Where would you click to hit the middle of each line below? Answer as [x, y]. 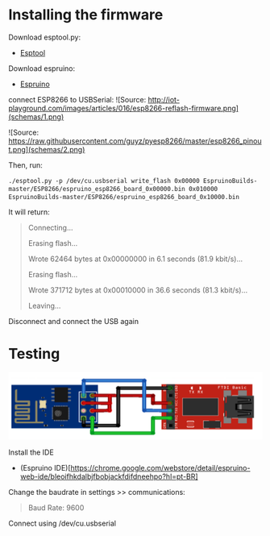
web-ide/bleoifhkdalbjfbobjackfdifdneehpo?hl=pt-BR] [109, 476]
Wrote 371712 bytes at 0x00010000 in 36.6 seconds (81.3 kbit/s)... [138, 290]
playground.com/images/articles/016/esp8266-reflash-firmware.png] [124, 108]
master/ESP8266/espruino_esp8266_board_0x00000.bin [97, 189]
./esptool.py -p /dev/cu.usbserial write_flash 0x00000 [104, 181]
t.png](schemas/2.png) [47, 149]
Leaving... [44, 305]
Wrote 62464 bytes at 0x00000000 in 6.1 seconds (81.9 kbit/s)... [135, 259]
